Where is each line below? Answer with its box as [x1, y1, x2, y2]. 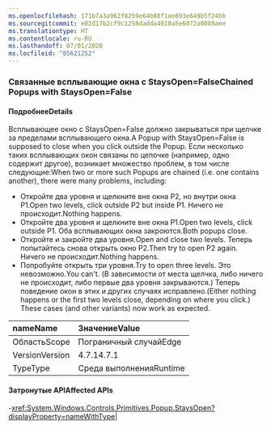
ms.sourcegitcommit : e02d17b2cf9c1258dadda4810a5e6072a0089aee [8, 19, 227, 28]
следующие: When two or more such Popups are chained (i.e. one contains [8, 168, 260, 177]
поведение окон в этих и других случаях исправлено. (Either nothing [19, 287, 256, 296]
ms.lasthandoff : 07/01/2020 [8, 42, 104, 50]
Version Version [12, 350, 70, 361]
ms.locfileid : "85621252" [8, 49, 95, 57]
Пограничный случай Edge [78, 337, 182, 348]
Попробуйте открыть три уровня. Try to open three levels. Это [19, 261, 231, 270]
